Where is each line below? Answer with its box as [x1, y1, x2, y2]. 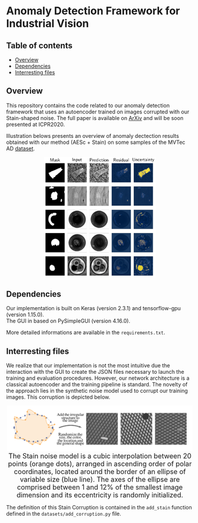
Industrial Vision [6, 17, 89, 30]
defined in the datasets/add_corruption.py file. [6, 510, 122, 517]
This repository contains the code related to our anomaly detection [6, 102, 170, 109]
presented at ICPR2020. [6, 121, 65, 128]
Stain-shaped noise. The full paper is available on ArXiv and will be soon [6, 114, 184, 121]
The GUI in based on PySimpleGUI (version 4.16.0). [6, 317, 131, 324]
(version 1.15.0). [6, 311, 45, 319]
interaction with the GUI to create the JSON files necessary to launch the [6, 368, 184, 376]
